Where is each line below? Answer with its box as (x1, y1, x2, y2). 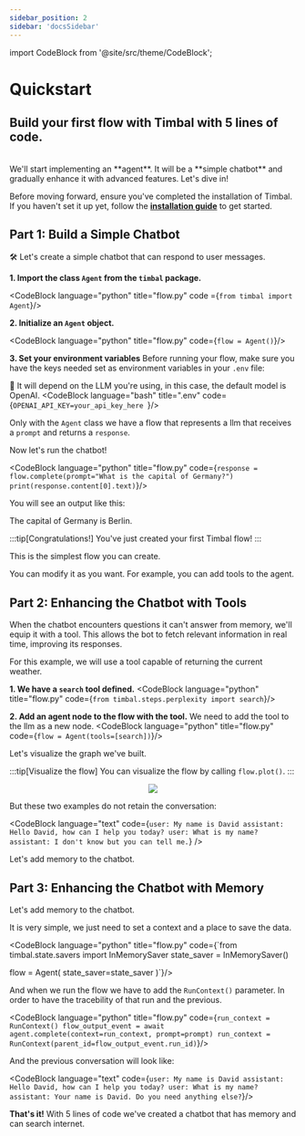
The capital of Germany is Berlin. (9, 516, 133, 526)
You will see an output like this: (9, 498, 126, 509)
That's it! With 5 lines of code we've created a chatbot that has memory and (9, 1108, 297, 1119)
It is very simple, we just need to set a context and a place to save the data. (9, 922, 292, 933)
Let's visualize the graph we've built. (9, 748, 147, 759)
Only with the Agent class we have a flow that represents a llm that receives (9, 417, 292, 429)
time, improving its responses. (9, 639, 123, 650)
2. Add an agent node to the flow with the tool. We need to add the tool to (9, 711, 290, 722)
